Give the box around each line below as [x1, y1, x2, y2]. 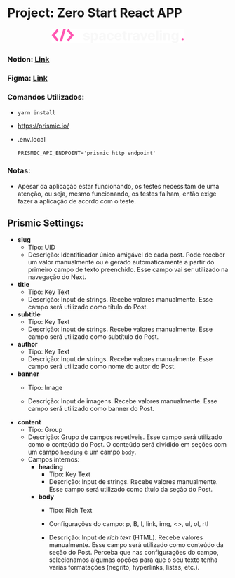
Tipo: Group [27, 426, 63, 434]
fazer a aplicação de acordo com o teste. [17, 196, 137, 205]
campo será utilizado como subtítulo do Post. [27, 332, 159, 341]
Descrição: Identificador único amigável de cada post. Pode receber [27, 250, 226, 259]
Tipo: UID [27, 243, 56, 252]
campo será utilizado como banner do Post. [27, 405, 154, 413]
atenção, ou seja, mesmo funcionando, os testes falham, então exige [17, 189, 217, 198]
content [17, 418, 41, 426]
